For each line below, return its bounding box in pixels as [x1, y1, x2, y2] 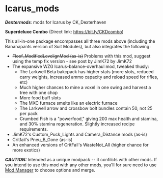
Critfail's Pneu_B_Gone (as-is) [12, 136, 73, 143]
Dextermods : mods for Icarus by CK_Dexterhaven [5, 19, 107, 25]
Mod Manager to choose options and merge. [5, 167, 96, 173]
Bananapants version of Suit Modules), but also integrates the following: [5, 43, 151, 49]
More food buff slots [19, 94, 61, 101]
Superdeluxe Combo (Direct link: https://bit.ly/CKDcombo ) [5, 29, 124, 34]
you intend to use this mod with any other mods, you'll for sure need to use [5, 162, 157, 168]
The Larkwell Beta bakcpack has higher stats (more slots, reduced [19, 68, 154, 74]
